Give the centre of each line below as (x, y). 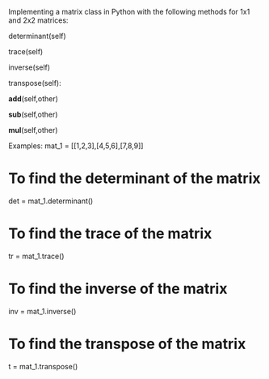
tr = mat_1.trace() (36, 256)
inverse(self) (29, 67)
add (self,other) (34, 99)
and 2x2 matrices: (38, 20)
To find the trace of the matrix (110, 234)
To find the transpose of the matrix (127, 344)
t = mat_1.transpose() (43, 366)
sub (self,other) (33, 114)
